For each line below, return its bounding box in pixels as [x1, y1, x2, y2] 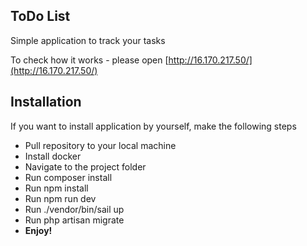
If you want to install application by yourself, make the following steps [10, 120, 297, 132]
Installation [10, 94, 82, 111]
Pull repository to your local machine [24, 139, 177, 151]
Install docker [24, 150, 82, 162]
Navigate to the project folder [24, 160, 147, 173]
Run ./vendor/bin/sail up [24, 203, 125, 215]
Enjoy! [24, 224, 53, 236]
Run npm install [24, 182, 89, 194]
